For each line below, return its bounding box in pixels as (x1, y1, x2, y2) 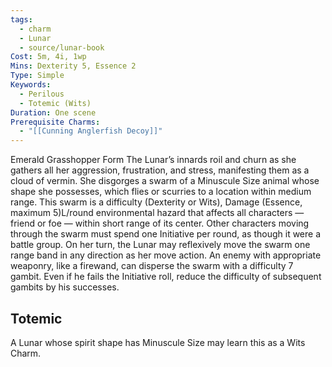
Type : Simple (10, 71, 65, 81)
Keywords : (10, 80, 52, 90)
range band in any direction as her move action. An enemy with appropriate (10, 249, 322, 261)
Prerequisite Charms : (10, 117, 101, 127)
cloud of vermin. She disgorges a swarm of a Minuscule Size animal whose (10, 175, 320, 187)
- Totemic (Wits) (19, 98, 92, 108)
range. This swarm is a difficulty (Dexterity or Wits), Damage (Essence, (10, 196, 303, 208)
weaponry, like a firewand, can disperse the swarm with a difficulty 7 (10, 260, 294, 272)
